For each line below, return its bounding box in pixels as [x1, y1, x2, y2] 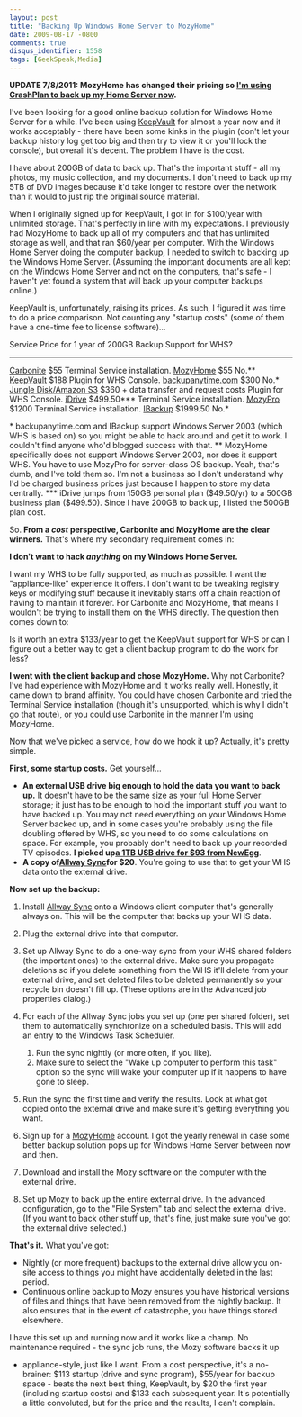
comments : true [9, 38, 67, 48]
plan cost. [9, 507, 47, 518]
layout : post [9, 13, 58, 23]
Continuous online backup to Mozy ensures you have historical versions [22, 1286, 289, 1296]
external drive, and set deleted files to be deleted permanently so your [22, 974, 283, 985]
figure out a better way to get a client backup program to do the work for [9, 644, 279, 654]
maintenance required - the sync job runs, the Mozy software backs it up [9, 1342, 280, 1352]
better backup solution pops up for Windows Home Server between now [22, 1140, 291, 1151]
